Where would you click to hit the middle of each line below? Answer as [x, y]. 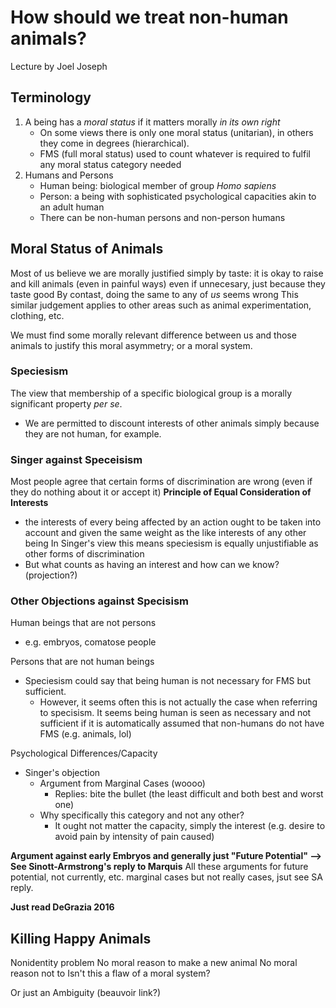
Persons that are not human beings [82, 662]
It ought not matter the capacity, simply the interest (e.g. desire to [190, 826]
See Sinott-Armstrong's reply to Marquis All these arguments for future [159, 867]
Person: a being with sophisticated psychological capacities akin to [178, 196]
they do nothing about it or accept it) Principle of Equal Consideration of [161, 492]
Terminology [51, 97]
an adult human [72, 207]
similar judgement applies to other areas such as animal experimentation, [161, 305]
